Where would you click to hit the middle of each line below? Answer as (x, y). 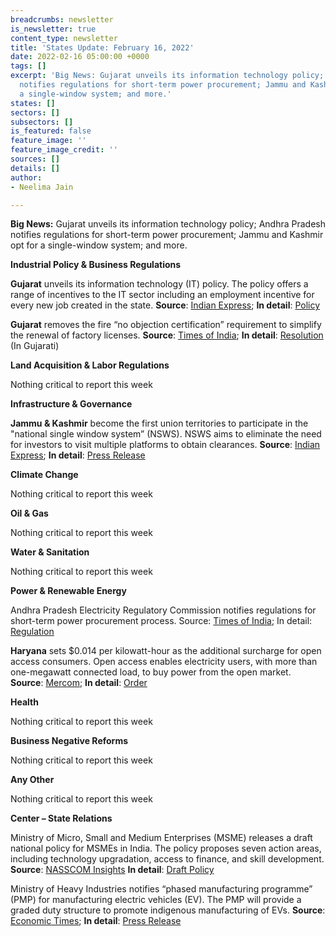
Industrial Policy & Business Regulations (96, 265)
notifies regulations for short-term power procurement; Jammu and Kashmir (167, 235)
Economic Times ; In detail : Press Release (96, 921)
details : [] (35, 168)
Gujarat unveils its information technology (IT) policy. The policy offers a (159, 284)
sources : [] (35, 159)
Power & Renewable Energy (68, 591)
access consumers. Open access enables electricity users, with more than (164, 662)
